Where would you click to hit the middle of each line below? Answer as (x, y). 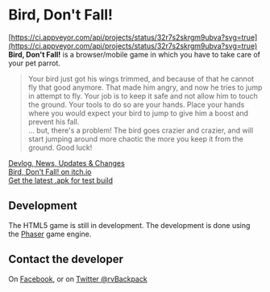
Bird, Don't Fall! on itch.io (50, 171)
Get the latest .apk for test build (61, 180)
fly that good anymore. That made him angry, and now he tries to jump (145, 87)
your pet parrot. (34, 63)
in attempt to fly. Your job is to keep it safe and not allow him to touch (143, 95)
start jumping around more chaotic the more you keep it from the (135, 138)
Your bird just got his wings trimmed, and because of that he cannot (141, 78)
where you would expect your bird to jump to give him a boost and (138, 113)
